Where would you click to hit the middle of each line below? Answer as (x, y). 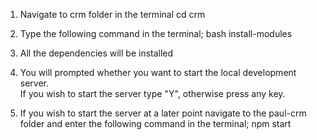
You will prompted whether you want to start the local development (158, 72)
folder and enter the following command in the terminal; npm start (155, 123)
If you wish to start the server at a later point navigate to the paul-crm (163, 113)
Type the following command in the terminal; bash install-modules (156, 33)
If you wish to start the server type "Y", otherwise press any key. (152, 93)
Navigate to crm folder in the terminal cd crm (112, 14)
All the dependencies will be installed (96, 53)
